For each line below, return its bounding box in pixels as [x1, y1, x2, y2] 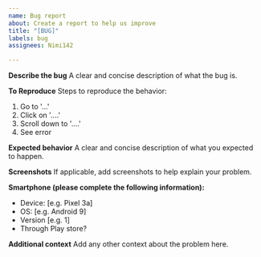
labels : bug [8, 34, 48, 43]
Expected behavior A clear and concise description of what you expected [8, 143, 254, 153]
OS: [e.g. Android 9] [19, 206, 87, 217]
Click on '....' [19, 110, 61, 120]
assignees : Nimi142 [8, 42, 74, 50]
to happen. [8, 152, 44, 161]
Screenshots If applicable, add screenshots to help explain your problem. [8, 167, 252, 177]
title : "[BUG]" [8, 27, 59, 35]
